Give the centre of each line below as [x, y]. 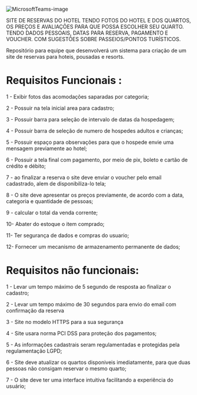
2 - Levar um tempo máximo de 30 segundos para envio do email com [91, 304]
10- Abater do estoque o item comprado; [55, 224]
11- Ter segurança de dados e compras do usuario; [68, 235]
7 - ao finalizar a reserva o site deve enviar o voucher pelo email [84, 177]
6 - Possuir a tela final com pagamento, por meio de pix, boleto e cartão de [97, 160]
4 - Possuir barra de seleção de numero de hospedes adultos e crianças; [95, 131]
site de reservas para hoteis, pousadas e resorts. [65, 57]
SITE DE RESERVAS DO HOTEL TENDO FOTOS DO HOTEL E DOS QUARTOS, [98, 20]
